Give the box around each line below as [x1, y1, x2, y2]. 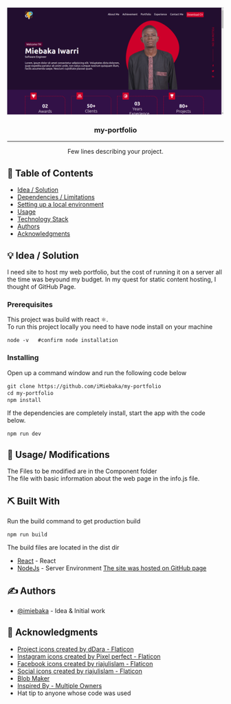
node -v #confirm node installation [7, 337, 118, 344]
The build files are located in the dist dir [7, 543, 120, 552]
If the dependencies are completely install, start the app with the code [7, 408, 206, 417]
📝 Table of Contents [7, 167, 93, 179]
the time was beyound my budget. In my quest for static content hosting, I [7, 275, 217, 283]
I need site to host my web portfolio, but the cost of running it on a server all [7, 268, 222, 276]
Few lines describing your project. [67, 148, 164, 156]
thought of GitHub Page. [7, 282, 76, 290]
